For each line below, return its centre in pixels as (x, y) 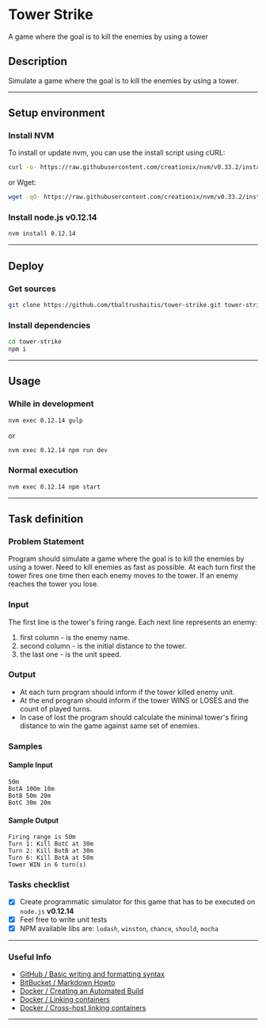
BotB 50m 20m (30, 796)
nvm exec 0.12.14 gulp (46, 420)
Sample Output (34, 820)
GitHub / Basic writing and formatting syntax (92, 974)
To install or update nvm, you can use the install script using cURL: (117, 153)
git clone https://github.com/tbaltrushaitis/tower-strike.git (115, 305)
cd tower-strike (35, 342)
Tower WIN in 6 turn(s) (47, 865)
